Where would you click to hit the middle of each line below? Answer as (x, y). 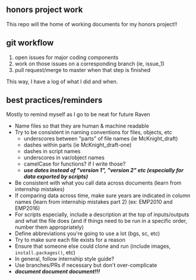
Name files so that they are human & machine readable (82, 126)
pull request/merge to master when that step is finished (83, 70)
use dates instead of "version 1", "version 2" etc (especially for (104, 170)
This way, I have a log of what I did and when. (62, 81)
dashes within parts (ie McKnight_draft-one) (78, 145)
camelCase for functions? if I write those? (75, 164)
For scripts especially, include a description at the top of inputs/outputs (102, 214)
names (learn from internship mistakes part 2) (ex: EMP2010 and (94, 202)
